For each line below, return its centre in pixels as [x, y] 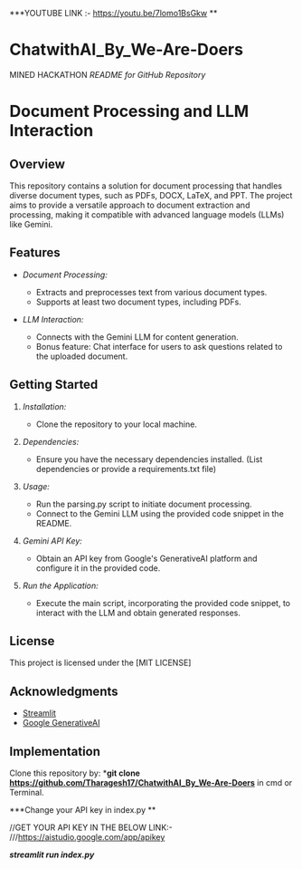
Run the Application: [61, 585]
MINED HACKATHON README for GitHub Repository [108, 74]
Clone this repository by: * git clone [75, 773]
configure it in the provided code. [98, 568]
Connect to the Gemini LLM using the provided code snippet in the [160, 513]
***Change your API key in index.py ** [83, 810]
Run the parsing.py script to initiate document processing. [144, 504]
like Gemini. [31, 224]
